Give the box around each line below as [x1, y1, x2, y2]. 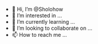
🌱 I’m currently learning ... [11, 18, 75, 25]
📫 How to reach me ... [11, 32, 67, 38]
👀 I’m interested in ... [11, 12, 62, 19]
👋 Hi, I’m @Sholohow [11, 6, 64, 12]
